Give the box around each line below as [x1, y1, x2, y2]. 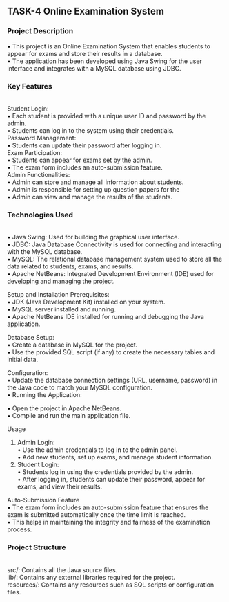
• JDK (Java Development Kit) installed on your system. [7, 298, 166, 307]
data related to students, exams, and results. [7, 262, 134, 271]
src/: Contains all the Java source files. [7, 565, 118, 574]
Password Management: [7, 134, 77, 142]
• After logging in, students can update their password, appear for [17, 475, 206, 484]
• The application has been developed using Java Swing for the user [7, 57, 202, 65]
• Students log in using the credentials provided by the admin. [17, 468, 194, 476]
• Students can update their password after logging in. [7, 141, 162, 149]
